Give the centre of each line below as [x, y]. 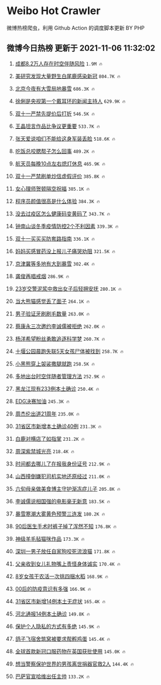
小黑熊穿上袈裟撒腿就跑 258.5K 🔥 [55, 364]
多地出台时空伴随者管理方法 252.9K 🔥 [60, 376]
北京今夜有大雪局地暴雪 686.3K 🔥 [55, 88]
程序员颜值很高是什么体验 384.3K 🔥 [57, 201]
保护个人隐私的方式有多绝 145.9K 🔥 [57, 626]
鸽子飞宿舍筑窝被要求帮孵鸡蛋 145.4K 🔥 [63, 639]
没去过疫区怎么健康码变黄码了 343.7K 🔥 [63, 214]
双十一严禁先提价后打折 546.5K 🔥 [55, 114]
